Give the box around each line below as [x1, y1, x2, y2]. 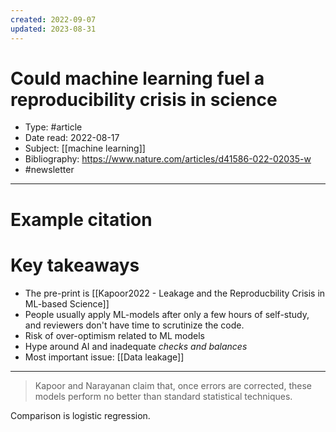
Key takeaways [10, 254, 140, 276]
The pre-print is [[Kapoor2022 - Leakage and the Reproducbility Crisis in [24, 287, 326, 299]
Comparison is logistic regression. [10, 409, 151, 421]
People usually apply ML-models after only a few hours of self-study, [24, 308, 310, 320]
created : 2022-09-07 [10, 14, 97, 25]
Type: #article [24, 121, 83, 133]
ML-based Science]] [24, 297, 110, 310]
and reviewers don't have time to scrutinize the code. [24, 319, 245, 331]
